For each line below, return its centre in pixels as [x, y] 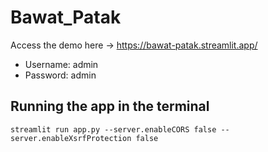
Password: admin [60, 75]
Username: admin [61, 64]
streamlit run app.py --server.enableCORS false [113, 129]
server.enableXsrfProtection [71, 138]
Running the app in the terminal [110, 106]
